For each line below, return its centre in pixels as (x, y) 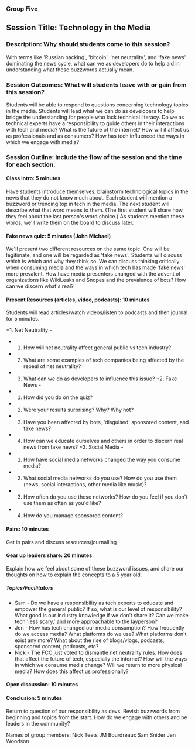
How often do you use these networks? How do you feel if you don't (105, 497)
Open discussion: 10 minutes (42, 685)
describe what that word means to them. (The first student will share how (95, 210)
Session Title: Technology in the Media (78, 28)
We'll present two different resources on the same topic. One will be (88, 249)
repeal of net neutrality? (52, 366)
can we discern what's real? (40, 286)
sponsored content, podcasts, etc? (57, 646)
